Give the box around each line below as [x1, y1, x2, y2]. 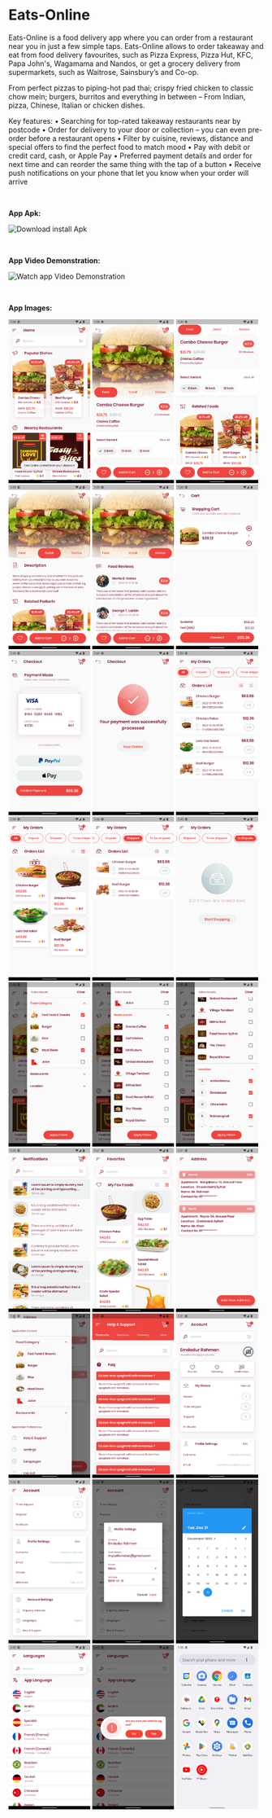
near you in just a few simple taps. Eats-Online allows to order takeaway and [8, 41, 264, 50]
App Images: [8, 303, 53, 313]
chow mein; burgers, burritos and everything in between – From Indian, [8, 91, 246, 101]
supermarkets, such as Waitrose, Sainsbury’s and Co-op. [8, 67, 199, 77]
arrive [8, 177, 28, 187]
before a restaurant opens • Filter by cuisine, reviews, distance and [28, 133, 253, 143]
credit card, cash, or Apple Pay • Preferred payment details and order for [8, 151, 253, 160]
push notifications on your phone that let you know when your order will [8, 168, 249, 178]
